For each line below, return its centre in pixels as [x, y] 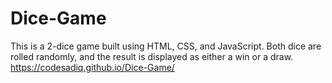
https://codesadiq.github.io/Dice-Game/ [92, 67]
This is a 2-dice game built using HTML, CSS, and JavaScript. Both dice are [166, 46]
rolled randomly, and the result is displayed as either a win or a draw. [152, 56]
